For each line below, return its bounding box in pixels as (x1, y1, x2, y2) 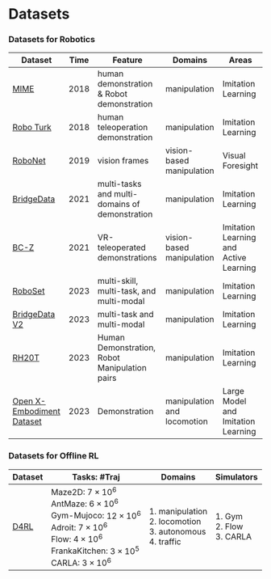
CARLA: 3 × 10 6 (51, 556, 111, 568)
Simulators (215, 471, 258, 482)
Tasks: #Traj (72, 471, 121, 482)
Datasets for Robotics (8, 34, 95, 45)
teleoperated (97, 242, 147, 253)
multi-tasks (97, 179, 142, 190)
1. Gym (215, 511, 244, 522)
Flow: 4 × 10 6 (51, 532, 103, 545)
